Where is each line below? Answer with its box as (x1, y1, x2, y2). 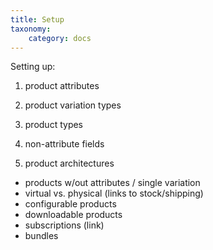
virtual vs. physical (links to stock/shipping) (24, 187, 204, 200)
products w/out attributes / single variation (24, 177, 201, 189)
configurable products (24, 198, 117, 210)
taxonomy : (10, 24, 52, 34)
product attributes (24, 80, 100, 92)
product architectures (24, 157, 115, 170)
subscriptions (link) (24, 219, 105, 231)
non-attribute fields (24, 138, 105, 150)
